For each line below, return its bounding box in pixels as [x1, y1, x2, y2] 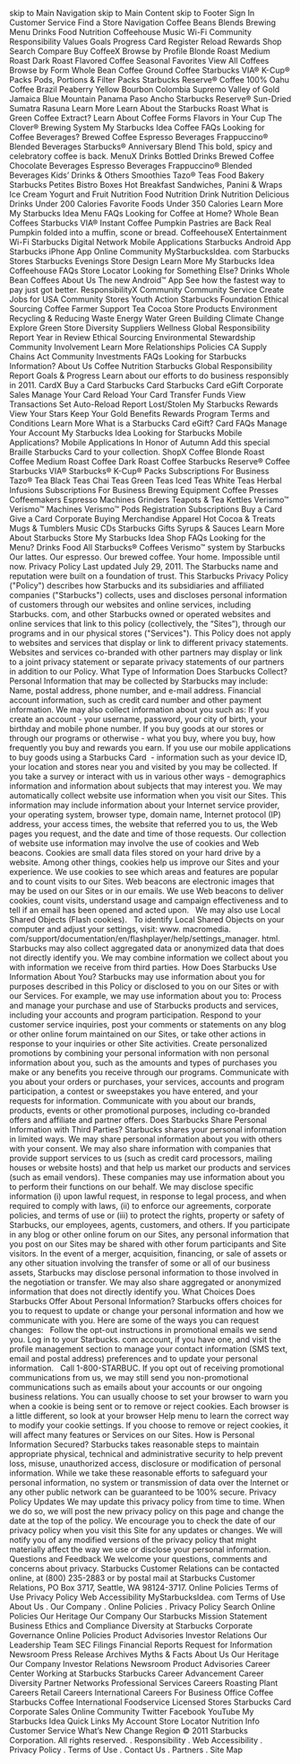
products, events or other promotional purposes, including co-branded [9, 1105, 270, 1116]
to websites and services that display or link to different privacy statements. [9, 638, 289, 648]
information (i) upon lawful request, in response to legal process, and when [9, 1191, 287, 1202]
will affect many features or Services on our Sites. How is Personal [9, 1430, 255, 1440]
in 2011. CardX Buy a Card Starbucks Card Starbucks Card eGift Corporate [9, 380, 284, 390]
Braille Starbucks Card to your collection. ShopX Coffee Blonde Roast [9, 446, 265, 457]
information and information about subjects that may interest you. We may [9, 781, 283, 791]
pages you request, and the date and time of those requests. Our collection [9, 828, 287, 839]
